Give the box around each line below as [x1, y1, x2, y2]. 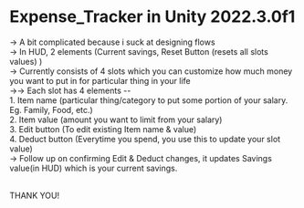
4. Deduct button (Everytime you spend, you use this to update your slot [9, 133, 281, 144]
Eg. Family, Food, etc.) [9, 104, 93, 115]
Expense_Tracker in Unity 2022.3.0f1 [9, 6, 296, 27]
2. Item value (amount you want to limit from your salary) [9, 114, 223, 125]
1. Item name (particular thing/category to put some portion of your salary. [9, 94, 288, 106]
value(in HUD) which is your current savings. [9, 162, 178, 173]
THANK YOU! [9, 190, 60, 201]
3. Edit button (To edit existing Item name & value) [9, 123, 197, 134]
